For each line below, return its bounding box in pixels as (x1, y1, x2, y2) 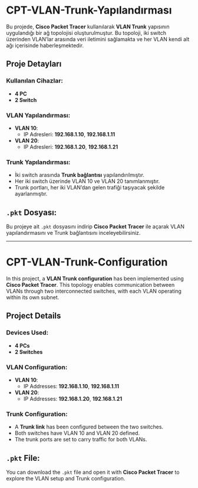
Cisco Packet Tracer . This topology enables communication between (6, 281, 175, 288)
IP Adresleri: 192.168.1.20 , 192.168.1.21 (23, 143, 118, 150)
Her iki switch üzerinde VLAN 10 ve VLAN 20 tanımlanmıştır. (14, 178, 160, 185)
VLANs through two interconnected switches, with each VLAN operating (6, 287, 181, 294)
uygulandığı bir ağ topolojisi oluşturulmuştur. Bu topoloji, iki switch (6, 29, 167, 36)
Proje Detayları (6, 59, 62, 69)
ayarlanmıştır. (14, 190, 48, 198)
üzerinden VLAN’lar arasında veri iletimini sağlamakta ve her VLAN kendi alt (6, 35, 190, 42)
